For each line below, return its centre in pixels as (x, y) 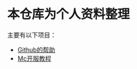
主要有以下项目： (32, 35)
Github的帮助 (36, 49)
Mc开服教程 (34, 58)
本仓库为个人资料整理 (69, 14)
